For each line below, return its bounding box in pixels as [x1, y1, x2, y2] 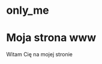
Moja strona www [6, 31, 97, 45]
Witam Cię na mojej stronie [6, 51, 73, 58]
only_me [6, 4, 49, 17]
